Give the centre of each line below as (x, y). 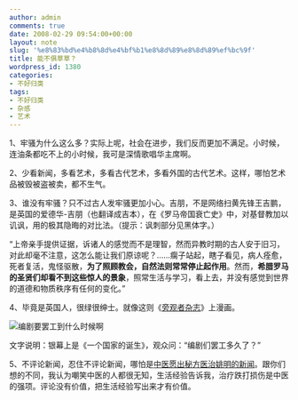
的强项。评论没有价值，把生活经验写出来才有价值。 (102, 387)
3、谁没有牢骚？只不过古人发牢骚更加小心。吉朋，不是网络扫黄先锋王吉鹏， (148, 203)
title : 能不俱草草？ (43, 59)
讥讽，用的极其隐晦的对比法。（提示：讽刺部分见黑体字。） (114, 225)
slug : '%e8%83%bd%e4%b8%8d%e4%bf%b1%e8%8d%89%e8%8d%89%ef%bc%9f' (132, 51)
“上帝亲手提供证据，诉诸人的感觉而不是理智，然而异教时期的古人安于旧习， (147, 244)
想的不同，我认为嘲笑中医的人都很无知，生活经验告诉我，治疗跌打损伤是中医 (149, 375)
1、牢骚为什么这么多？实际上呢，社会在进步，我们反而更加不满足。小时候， (147, 143)
